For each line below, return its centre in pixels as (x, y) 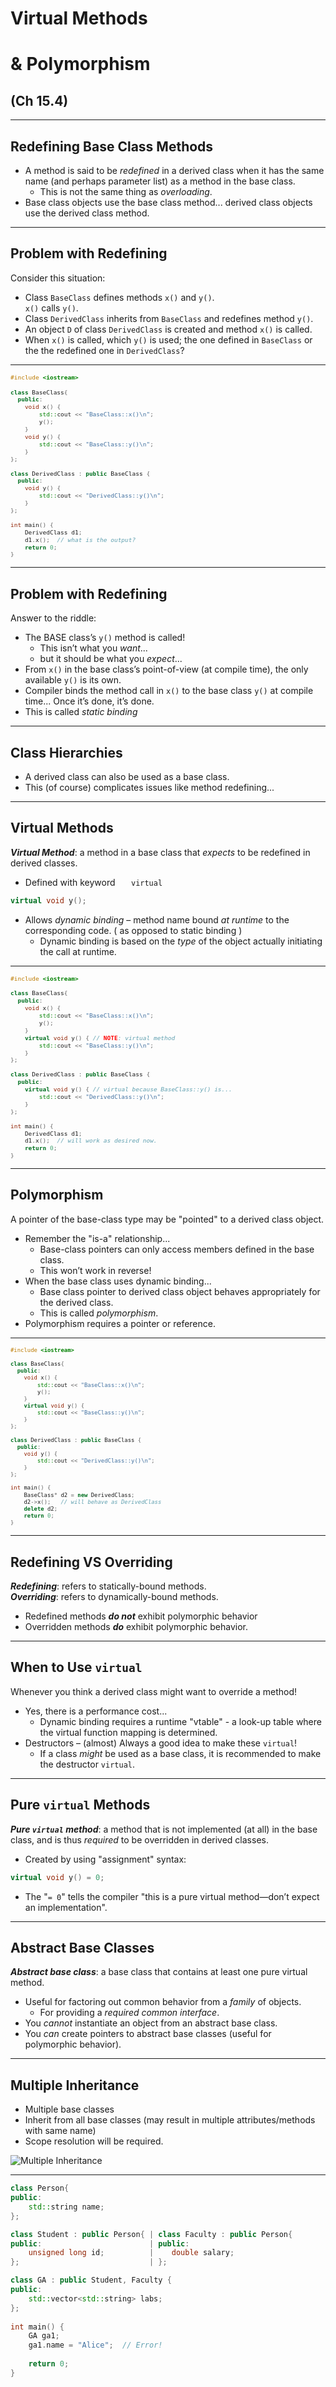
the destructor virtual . (87, 1764)
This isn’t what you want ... (93, 648)
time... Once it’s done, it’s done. (89, 701)
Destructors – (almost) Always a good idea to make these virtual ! (161, 1743)
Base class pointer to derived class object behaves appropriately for (180, 1291)
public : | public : (100, 2243)
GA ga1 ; (44, 2336)
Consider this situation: (58, 278)
